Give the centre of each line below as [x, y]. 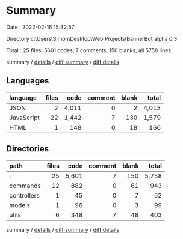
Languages [28, 81]
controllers [25, 195]
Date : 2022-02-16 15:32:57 [40, 27]
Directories [28, 149]
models [20, 205]
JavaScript [25, 118]
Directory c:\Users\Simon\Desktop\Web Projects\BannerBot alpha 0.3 [92, 38]
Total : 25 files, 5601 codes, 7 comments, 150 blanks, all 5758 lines [89, 50]
